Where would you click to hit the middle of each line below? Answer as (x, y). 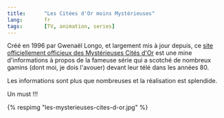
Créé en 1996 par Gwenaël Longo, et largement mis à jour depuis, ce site (110, 46)
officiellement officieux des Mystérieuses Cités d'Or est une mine (100, 53)
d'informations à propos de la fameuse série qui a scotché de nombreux (109, 60)
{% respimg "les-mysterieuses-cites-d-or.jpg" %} (78, 108)
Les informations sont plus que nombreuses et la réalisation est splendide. (112, 81)
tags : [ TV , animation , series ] (61, 26)
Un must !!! (23, 94)
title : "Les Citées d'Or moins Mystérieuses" (81, 13)
